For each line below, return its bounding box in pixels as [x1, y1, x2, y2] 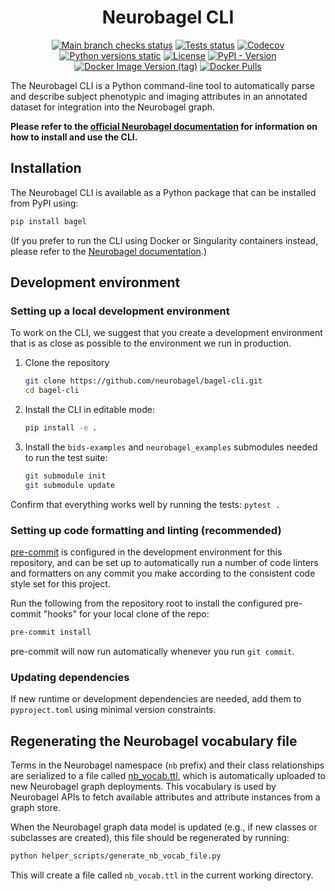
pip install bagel [10, 216, 87, 226]
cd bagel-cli [24, 386, 80, 396]
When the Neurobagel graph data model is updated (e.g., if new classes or [10, 821, 318, 833]
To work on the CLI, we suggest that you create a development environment [10, 327, 323, 339]
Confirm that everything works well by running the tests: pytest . [10, 498, 281, 510]
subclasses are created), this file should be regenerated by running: [10, 831, 290, 843]
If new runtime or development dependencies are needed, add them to [10, 693, 302, 705]
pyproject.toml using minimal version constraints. [10, 704, 217, 716]
